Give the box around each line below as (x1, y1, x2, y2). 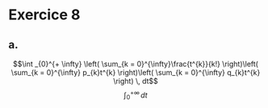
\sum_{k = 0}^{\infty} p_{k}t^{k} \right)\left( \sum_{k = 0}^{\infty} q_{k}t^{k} (10, 68, 261, 77)
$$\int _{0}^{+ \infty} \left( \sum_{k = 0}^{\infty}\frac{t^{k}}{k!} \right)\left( (13, 59, 258, 69)
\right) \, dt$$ (112, 77, 159, 85)
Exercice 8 (8, 6, 81, 24)
